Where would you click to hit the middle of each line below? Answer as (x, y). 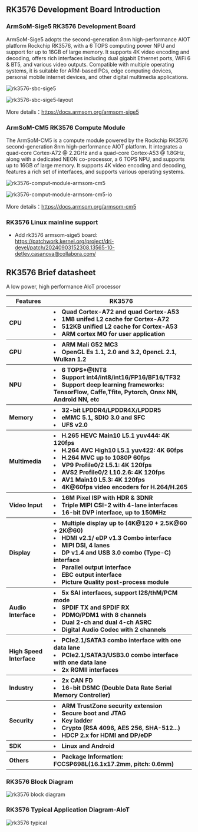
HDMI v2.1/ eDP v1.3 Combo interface (117, 538)
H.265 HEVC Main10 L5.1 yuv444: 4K (115, 435)
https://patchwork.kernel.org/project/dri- (64, 242)
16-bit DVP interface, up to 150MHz (114, 513)
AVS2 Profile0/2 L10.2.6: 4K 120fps (113, 473)
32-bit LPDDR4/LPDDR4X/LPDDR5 (111, 410)
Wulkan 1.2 (70, 359)
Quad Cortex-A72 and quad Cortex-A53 (121, 312)
